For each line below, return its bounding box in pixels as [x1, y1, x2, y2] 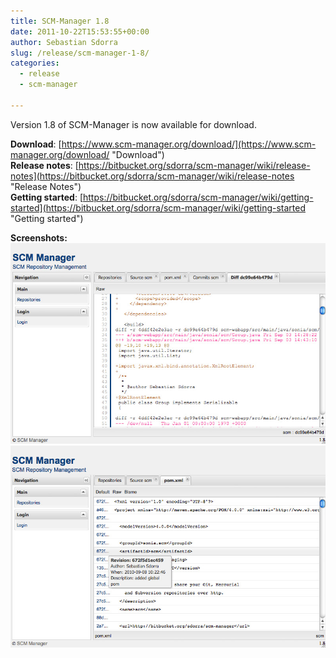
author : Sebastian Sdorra [10, 37, 118, 47]
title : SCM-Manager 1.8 [10, 16, 110, 26]
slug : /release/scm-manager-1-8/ [10, 48, 150, 58]
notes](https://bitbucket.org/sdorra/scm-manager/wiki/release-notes [10, 170, 295, 182]
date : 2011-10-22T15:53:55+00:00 [10, 26, 150, 37]
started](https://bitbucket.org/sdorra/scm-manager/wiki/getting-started [10, 201, 306, 214]
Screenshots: [10, 231, 68, 244]
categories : [10, 58, 60, 69]
